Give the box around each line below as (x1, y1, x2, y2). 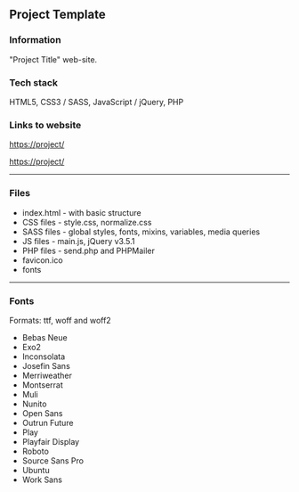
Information (9, 34, 61, 46)
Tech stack (9, 76, 58, 88)
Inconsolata (21, 351, 66, 362)
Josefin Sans (21, 360, 71, 371)
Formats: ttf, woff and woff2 (9, 315, 111, 325)
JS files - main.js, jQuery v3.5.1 (21, 235, 135, 246)
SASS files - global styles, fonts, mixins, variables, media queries (21, 226, 261, 237)
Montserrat (21, 379, 64, 390)
